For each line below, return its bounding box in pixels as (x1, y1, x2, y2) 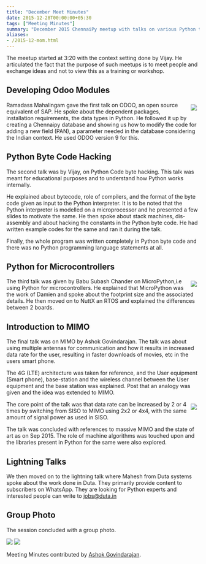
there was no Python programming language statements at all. (6, 243, 164, 251)
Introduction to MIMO (6, 321, 90, 332)
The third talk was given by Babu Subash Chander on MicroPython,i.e (6, 278, 182, 285)
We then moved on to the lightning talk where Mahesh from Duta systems (6, 473, 192, 480)
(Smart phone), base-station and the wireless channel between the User (6, 376, 189, 383)
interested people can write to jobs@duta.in (6, 492, 117, 500)
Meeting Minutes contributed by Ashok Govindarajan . (6, 551, 141, 558)
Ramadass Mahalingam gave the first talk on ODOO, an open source (6, 101, 178, 109)
